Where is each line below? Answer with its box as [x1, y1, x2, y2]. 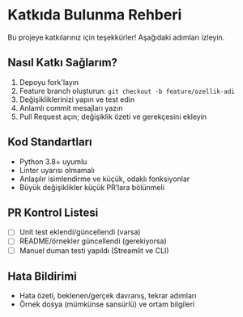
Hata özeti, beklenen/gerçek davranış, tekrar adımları [19, 291, 197, 301]
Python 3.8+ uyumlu [19, 156, 87, 167]
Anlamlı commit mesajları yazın [19, 103, 123, 112]
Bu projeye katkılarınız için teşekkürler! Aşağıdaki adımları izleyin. [7, 32, 225, 42]
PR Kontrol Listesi [7, 205, 99, 219]
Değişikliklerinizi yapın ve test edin [19, 95, 135, 104]
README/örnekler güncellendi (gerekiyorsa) [19, 236, 167, 246]
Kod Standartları [7, 135, 92, 149]
